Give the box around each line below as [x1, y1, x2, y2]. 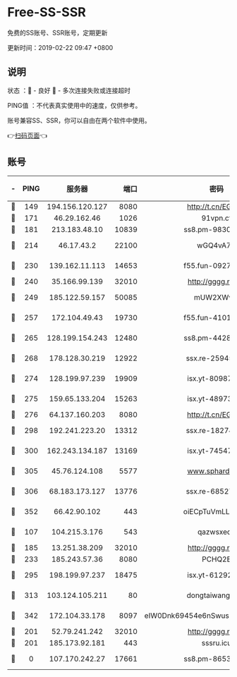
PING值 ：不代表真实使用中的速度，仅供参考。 [7, 101, 142, 109]
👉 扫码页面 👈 [7, 131, 48, 140]
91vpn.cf [201, 213, 232, 223]
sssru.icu [201, 638, 232, 647]
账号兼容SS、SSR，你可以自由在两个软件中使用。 [7, 116, 151, 124]
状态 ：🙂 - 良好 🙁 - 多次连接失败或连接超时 [7, 86, 130, 94]
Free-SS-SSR [7, 4, 86, 20]
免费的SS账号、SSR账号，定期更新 [7, 28, 108, 37]
